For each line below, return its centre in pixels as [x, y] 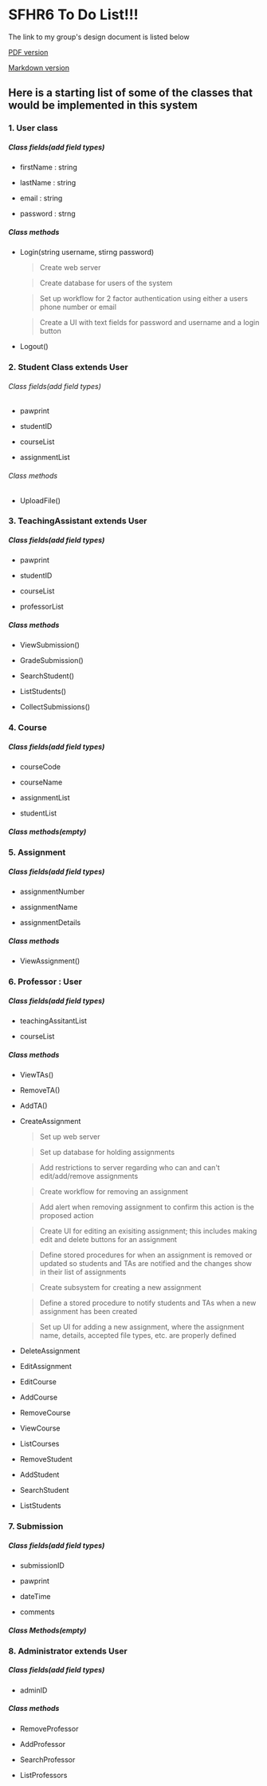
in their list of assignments [83, 1272]
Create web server [70, 268]
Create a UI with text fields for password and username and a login [149, 323]
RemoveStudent [46, 1459]
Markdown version [39, 67]
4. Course [28, 728]
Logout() [34, 347]
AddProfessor [43, 1744]
